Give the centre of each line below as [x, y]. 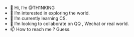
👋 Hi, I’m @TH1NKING [32, 8]
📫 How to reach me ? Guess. [40, 29]
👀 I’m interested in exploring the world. [50, 13]
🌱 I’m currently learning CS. [38, 18]
